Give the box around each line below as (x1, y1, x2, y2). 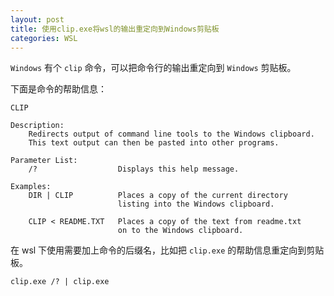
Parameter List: (10, 156, 78, 166)
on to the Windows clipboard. (117, 226, 244, 236)
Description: (10, 121, 65, 131)
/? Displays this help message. (28, 164, 240, 175)
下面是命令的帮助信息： (10, 83, 107, 95)
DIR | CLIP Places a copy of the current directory (28, 191, 288, 201)
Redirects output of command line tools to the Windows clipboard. (28, 129, 315, 140)
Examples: (10, 182, 52, 192)
